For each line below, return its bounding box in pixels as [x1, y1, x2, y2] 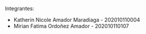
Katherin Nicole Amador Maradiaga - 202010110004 [13, 16, 141, 23]
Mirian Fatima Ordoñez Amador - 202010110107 [13, 23, 129, 29]
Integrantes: [5, 5, 34, 12]
